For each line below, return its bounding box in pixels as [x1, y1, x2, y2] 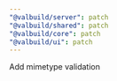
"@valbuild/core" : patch [9, 29, 101, 38]
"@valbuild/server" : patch [9, 12, 109, 22]
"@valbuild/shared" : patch [9, 21, 109, 30]
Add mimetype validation [9, 62, 100, 72]
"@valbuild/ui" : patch [9, 37, 93, 47]
